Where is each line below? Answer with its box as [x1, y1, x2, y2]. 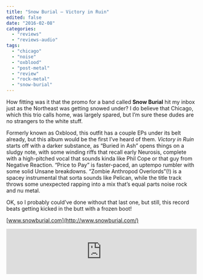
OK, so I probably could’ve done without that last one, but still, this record [6, 199, 189, 206]
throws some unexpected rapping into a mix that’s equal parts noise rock [6, 180, 187, 188]
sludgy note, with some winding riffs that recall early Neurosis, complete [6, 148, 187, 156]
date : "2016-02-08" [6, 20, 56, 26]
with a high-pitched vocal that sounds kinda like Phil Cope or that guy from [6, 155, 193, 162]
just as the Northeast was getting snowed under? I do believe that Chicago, [6, 105, 193, 112]
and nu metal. [6, 187, 40, 194]
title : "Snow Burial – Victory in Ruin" [6, 8, 110, 15]
